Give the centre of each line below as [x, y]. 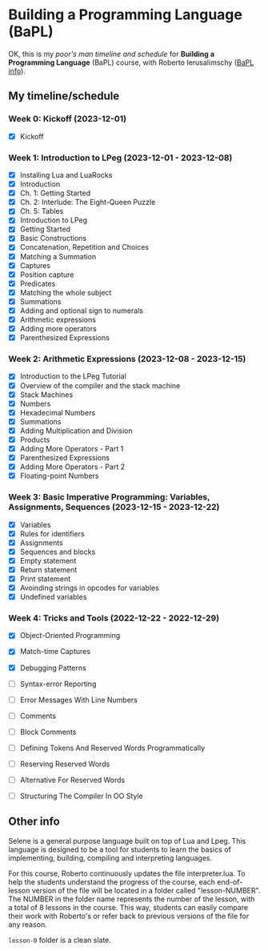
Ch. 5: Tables [42, 211]
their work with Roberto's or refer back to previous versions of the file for [129, 916]
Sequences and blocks [58, 552]
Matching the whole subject [66, 292]
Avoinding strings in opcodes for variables [90, 588]
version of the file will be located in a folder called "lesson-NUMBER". [146, 890]
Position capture [47, 275]
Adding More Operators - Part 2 [72, 467]
